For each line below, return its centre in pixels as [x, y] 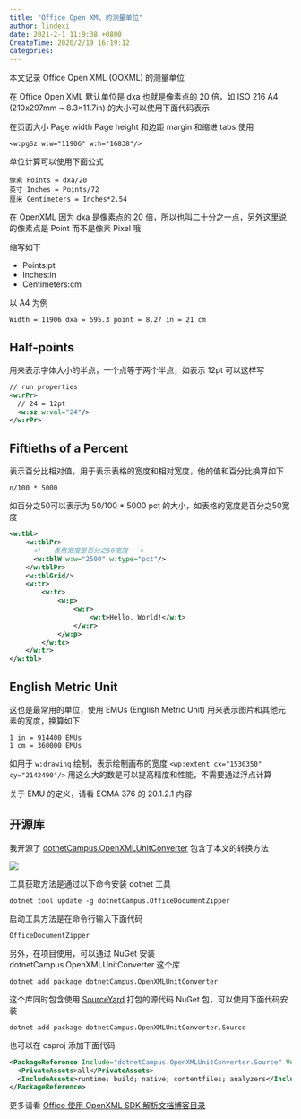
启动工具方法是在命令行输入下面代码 [76, 918]
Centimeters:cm [52, 284]
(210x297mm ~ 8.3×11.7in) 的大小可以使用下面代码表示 [110, 108]
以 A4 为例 [29, 303]
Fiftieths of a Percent [69, 448]
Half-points [42, 347]
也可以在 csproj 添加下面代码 [62, 1045]
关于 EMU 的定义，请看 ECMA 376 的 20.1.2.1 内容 [101, 794]
